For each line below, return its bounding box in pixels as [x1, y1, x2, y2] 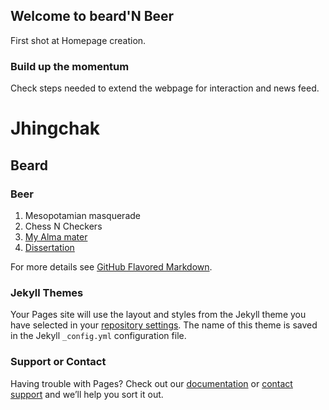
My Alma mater [24, 230, 88, 243]
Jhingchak [10, 117, 100, 140]
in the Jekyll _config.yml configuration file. [10, 330, 187, 342]
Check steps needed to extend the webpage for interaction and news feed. [10, 82, 320, 94]
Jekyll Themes [10, 285, 84, 299]
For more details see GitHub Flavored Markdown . [10, 260, 213, 273]
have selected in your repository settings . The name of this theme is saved [10, 319, 318, 331]
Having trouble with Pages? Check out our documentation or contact [10, 377, 293, 389]
